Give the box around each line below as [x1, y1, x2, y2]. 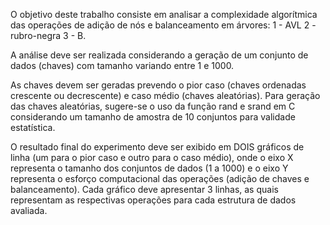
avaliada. [10, 205, 48, 216]
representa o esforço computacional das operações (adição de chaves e [10, 173, 310, 184]
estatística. [10, 122, 56, 133]
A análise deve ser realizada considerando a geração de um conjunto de [10, 49, 309, 61]
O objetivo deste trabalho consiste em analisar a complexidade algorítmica [10, 9, 318, 20]
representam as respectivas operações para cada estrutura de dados [10, 194, 297, 206]
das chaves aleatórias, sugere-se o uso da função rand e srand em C [10, 100, 296, 112]
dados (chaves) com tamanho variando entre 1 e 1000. [10, 60, 235, 71]
